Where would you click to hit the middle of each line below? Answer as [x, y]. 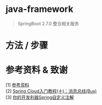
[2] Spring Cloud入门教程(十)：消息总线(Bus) [51, 91]
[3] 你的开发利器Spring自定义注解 [40, 98]
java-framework [40, 9]
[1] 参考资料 [17, 85]
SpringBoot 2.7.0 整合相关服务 [48, 23]
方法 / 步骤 [27, 46]
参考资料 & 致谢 [37, 70]
